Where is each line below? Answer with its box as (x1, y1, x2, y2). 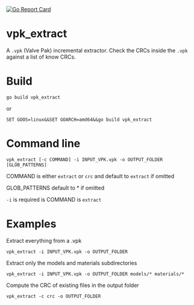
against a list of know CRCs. (6, 53, 77, 60)
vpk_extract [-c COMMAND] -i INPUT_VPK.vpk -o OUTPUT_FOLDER (6, 156, 163, 162)
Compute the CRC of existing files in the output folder (6, 281, 140, 289)
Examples (6, 217, 57, 231)
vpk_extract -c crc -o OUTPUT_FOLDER (6, 293, 101, 299)
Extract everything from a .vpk (6, 237, 82, 244)
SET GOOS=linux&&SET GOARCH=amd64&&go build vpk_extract (6, 117, 152, 123)
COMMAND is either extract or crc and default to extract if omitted (6, 172, 175, 179)
